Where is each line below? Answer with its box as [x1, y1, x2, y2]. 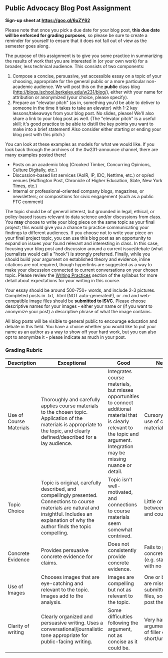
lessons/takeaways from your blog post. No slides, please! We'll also [12, 110, 154, 116]
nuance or [107, 462, 132, 469]
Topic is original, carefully [40, 479, 101, 486]
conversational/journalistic [40, 625, 103, 632]
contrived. [107, 532, 132, 539]
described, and [40, 485, 76, 492]
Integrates [107, 368, 132, 375]
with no [144, 562, 161, 569]
